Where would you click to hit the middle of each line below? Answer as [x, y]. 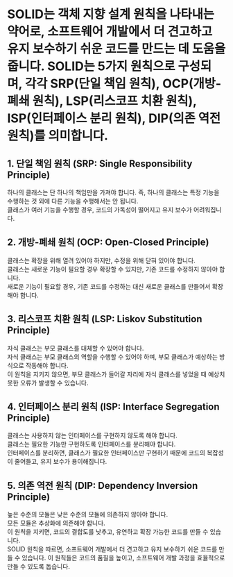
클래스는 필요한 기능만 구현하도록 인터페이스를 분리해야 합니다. [92, 444]
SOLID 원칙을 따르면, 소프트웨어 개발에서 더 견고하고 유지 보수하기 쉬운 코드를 [112, 549]
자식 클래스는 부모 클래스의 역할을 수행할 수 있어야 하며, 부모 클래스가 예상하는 [113, 357]
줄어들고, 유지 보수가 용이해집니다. [61, 462]
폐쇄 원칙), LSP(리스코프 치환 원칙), [102, 101]
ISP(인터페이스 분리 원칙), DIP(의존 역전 [114, 118]
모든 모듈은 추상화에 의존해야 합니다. [56, 523]
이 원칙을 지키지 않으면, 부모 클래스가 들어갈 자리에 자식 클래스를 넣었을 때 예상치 [116, 374]
